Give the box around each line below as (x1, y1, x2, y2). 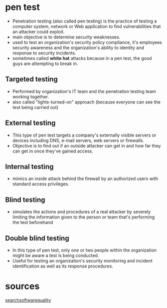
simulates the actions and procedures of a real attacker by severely (12, 209, 151, 215)
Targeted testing (5, 75, 58, 83)
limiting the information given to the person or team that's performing (12, 214, 155, 220)
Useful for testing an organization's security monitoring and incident (12, 258, 153, 263)
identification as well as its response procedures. (12, 263, 113, 269)
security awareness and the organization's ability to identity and (12, 44, 145, 50)
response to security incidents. (12, 49, 76, 56)
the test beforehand (12, 219, 53, 225)
